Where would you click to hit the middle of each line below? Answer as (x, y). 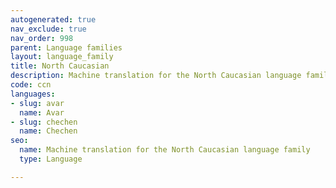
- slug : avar (37, 103)
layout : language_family (62, 57)
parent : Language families (66, 47)
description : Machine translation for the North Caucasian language (156, 76)
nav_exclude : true (48, 29)
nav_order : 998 (42, 38)
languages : (33, 94)
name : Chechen (48, 131)
